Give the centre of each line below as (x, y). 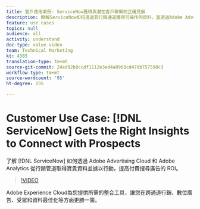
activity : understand (33, 39)
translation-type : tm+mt (37, 61)
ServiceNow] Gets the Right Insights (98, 131)
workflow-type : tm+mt (33, 73)
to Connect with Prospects (74, 144)
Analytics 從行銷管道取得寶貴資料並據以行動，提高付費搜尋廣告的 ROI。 (94, 168)
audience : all (24, 34)
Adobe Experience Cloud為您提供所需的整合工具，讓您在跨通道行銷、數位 (97, 192)
